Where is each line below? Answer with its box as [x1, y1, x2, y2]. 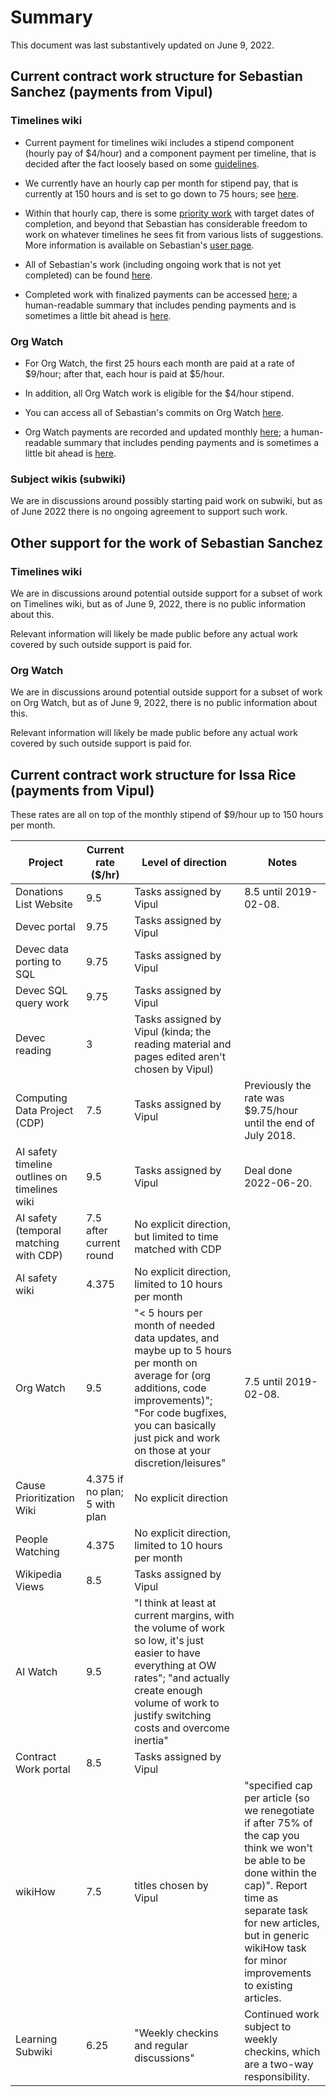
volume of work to [134, 1696, 220, 1710]
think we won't [244, 1841, 313, 1855]
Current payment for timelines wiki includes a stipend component [24, 136, 295, 148]
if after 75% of [244, 1816, 313, 1830]
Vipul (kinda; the [134, 1025, 212, 1039]
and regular [134, 2039, 188, 2053]
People [15, 1532, 49, 1546]
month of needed [134, 1319, 216, 1333]
